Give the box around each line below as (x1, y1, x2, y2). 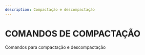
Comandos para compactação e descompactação (5, 44, 106, 50)
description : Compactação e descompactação (5, 7, 95, 12)
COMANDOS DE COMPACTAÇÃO (5, 28, 141, 39)
